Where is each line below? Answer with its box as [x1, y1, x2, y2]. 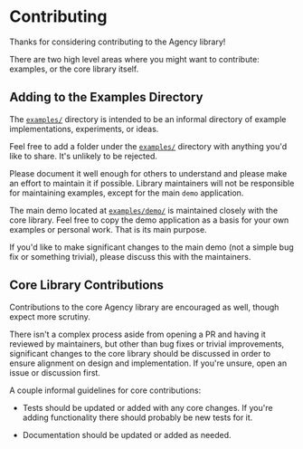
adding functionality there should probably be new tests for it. [22, 412, 253, 423]
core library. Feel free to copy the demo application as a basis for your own [9, 215, 289, 225]
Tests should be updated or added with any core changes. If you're [22, 402, 273, 413]
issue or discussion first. [9, 367, 101, 377]
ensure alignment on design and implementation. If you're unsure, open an [9, 358, 288, 368]
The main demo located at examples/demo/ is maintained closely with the [9, 205, 279, 215]
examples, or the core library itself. [9, 63, 139, 74]
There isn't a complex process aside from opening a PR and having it [9, 329, 267, 339]
